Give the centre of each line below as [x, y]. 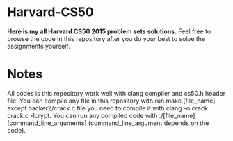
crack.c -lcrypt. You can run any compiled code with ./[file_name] [101, 115]
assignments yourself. [39, 46]
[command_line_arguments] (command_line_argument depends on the [108, 123]
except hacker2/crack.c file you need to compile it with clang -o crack [108, 108]
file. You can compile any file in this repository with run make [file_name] [111, 101]
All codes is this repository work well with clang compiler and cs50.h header [116, 93]
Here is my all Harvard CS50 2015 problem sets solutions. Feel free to [109, 31]
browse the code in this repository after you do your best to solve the [106, 38]
